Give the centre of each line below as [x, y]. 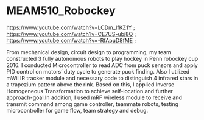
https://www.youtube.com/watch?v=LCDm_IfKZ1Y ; [71, 27]
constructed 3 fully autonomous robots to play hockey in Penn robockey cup [102, 58]
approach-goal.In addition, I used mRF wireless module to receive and [94, 97]
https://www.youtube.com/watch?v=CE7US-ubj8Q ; [71, 34]
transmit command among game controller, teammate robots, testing [92, 104]
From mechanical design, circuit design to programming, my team [89, 52]
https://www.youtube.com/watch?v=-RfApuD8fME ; [71, 40]
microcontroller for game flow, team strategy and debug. [77, 110]
